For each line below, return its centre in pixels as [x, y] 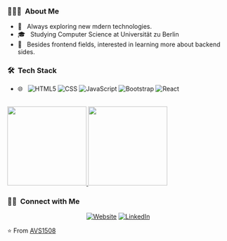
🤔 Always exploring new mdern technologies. [85, 27]
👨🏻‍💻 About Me [33, 11]
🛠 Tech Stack [32, 71]
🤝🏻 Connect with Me [44, 201]
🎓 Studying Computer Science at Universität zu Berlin [98, 34]
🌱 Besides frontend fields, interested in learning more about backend [119, 44]
